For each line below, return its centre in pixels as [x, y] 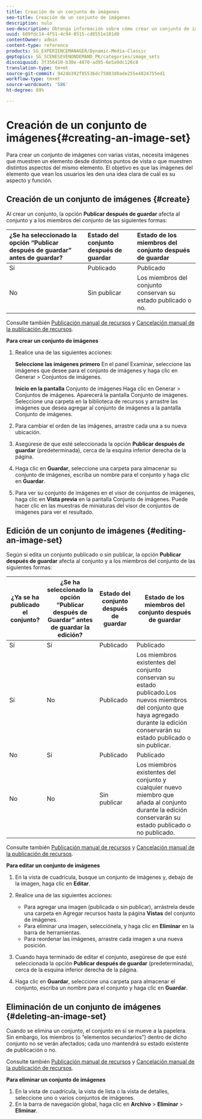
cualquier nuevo [159, 788]
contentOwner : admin [32, 40]
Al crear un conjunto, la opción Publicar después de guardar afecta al [93, 214]
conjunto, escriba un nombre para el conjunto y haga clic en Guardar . [101, 988]
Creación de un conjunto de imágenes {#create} [98, 199]
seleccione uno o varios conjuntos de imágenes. [75, 1098]
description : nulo [29, 23]
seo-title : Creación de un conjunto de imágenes [68, 17]
